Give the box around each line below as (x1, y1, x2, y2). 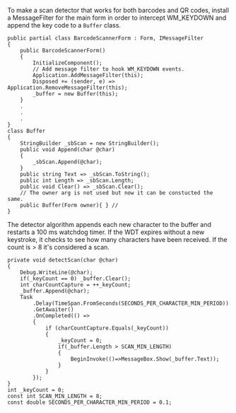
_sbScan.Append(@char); (33, 158, 102, 165)
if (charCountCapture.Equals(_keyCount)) (45, 325, 170, 332)
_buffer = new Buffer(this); (33, 91, 119, 98)
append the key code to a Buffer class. (7, 21, 122, 29)
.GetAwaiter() (33, 306, 74, 313)
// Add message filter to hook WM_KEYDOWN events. (33, 66, 185, 73)
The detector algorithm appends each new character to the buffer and (7, 221, 212, 228)
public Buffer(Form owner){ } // (20, 202, 119, 209)
